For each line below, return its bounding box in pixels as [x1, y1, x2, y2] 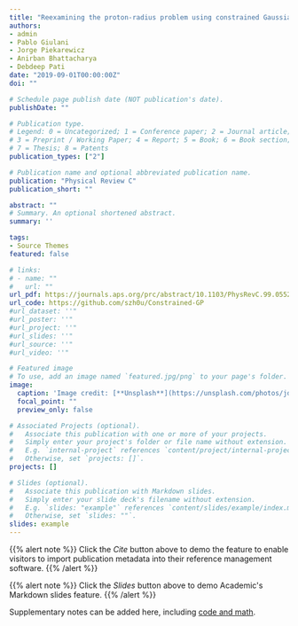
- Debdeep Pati [9, 63, 66, 72]
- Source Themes [9, 241, 69, 250]
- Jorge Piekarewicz [9, 46, 86, 55]
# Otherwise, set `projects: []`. [9, 454, 145, 464]
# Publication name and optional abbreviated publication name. [9, 168, 252, 177]
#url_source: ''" [9, 340, 74, 348]
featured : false [9, 249, 69, 258]
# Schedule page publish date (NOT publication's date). [9, 95, 224, 104]
